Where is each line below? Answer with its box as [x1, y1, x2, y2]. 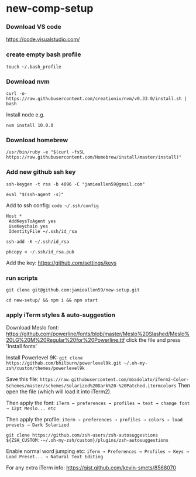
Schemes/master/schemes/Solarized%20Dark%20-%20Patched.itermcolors [6, 383, 177, 389]
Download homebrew [6, 136, 68, 144]
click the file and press [126, 337, 181, 344]
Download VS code [6, 23, 61, 31]
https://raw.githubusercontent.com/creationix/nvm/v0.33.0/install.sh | [6, 96, 187, 102]
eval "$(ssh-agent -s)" [6, 191, 64, 197]
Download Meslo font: [6, 324, 60, 331]
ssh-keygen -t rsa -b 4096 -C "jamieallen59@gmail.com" [6, 181, 145, 187]
